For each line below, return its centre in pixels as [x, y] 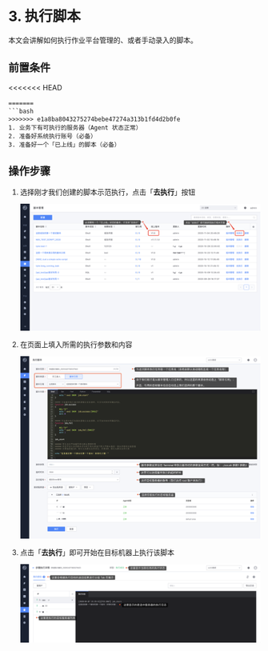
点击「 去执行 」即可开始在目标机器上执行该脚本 [97, 553]
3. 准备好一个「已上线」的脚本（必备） [64, 145]
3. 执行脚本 [45, 16]
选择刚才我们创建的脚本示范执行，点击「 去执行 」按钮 [108, 192]
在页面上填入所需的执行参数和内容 [76, 344]
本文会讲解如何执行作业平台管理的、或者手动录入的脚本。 [103, 40]
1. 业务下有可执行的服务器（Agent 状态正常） [75, 128]
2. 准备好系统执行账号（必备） [53, 136]
